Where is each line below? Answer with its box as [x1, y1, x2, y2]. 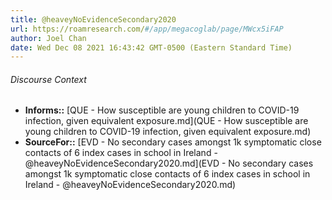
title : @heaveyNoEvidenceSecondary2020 [10, 14, 177, 25]
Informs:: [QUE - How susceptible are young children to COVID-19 [24, 104, 300, 116]
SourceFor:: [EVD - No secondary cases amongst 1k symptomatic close [24, 136, 322, 148]
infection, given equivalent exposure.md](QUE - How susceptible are [24, 115, 309, 127]
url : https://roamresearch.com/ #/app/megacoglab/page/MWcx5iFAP [10, 24, 284, 34]
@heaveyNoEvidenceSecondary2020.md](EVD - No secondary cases [24, 157, 314, 170]
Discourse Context [10, 73, 87, 85]
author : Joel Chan [10, 33, 87, 43]
